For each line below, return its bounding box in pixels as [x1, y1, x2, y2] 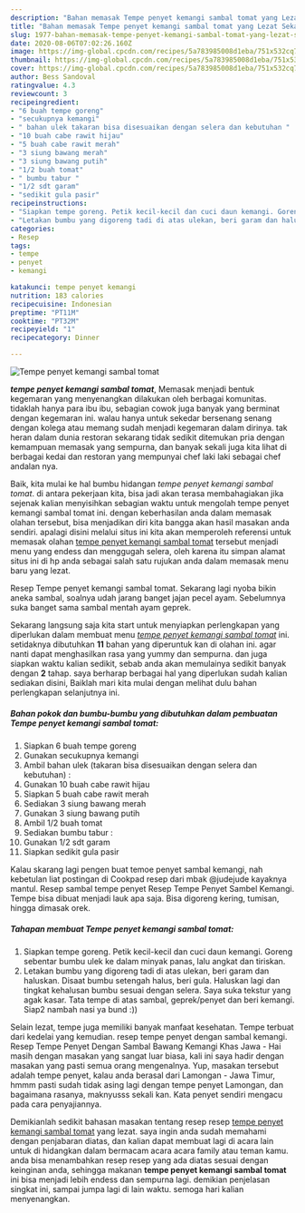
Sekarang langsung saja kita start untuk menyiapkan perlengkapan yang [10, 620, 280, 631]
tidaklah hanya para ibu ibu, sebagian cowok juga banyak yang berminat [10, 403, 280, 414]
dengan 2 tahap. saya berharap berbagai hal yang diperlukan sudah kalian [10, 668, 288, 679]
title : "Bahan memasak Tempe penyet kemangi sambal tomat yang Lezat [10, 22, 279, 31]
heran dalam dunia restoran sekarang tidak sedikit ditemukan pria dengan [10, 432, 285, 443]
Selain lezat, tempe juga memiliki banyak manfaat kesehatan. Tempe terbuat [10, 1022, 294, 1032]
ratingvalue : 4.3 [10, 81, 76, 90]
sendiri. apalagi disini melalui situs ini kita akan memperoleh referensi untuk [10, 527, 292, 537]
